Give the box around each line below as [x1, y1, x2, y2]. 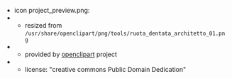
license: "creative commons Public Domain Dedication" [24, 65, 187, 73]
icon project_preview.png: [13, 6, 90, 14]
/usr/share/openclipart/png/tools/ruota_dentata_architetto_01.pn [24, 30, 226, 37]
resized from [24, 21, 62, 29]
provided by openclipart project [24, 50, 117, 58]
